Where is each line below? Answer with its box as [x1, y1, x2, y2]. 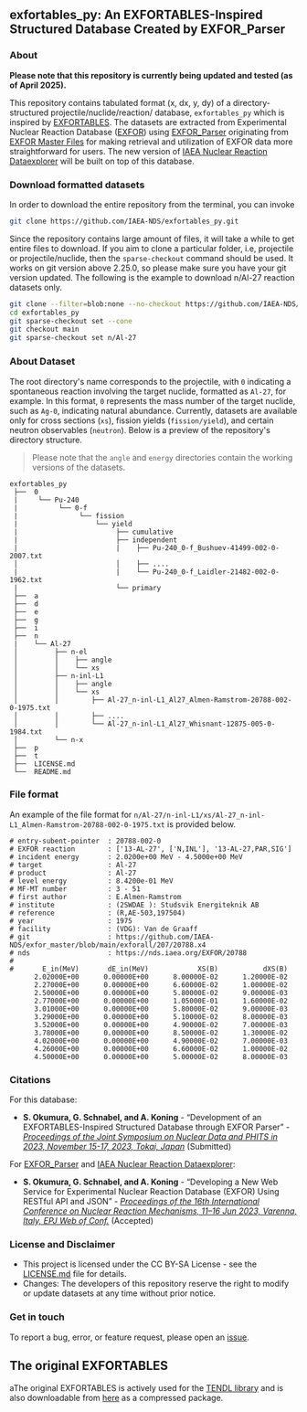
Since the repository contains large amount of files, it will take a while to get [9, 233, 295, 244]
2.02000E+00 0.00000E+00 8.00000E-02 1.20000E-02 [33, 972, 288, 982]
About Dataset [9, 356, 76, 368]
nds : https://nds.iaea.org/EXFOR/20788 [17, 948, 248, 958]
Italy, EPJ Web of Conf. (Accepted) [22, 1216, 153, 1226]
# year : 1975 [9, 916, 132, 926]
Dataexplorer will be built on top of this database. [9, 155, 195, 166]
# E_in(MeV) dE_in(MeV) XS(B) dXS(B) [9, 964, 288, 973]
